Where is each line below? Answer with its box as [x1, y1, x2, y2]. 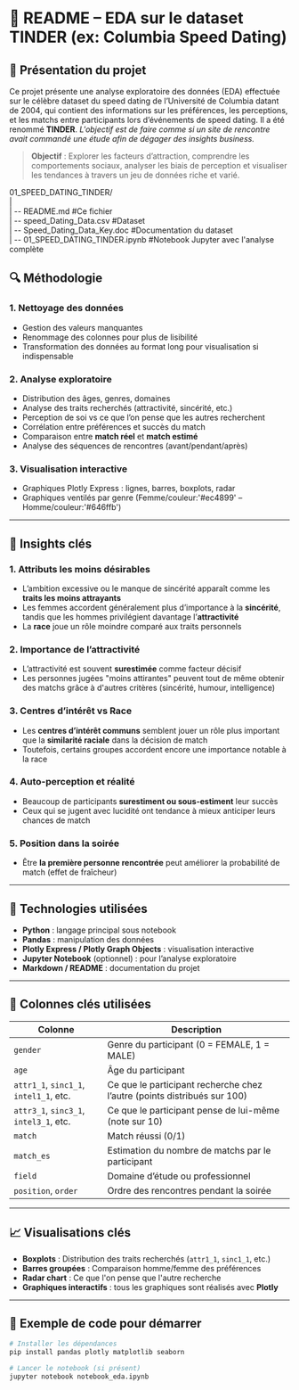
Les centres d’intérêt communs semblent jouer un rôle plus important [21, 725, 280, 736]
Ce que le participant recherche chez [107, 1078, 263, 1090]
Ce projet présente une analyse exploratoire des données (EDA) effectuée [9, 86, 280, 96]
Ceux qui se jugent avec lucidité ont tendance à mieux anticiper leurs [21, 805, 276, 816]
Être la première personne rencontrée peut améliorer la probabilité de [21, 858, 280, 868]
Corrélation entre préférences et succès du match [21, 421, 206, 432]
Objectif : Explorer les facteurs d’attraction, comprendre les [30, 151, 250, 161]
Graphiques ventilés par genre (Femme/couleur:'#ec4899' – [21, 492, 243, 503]
